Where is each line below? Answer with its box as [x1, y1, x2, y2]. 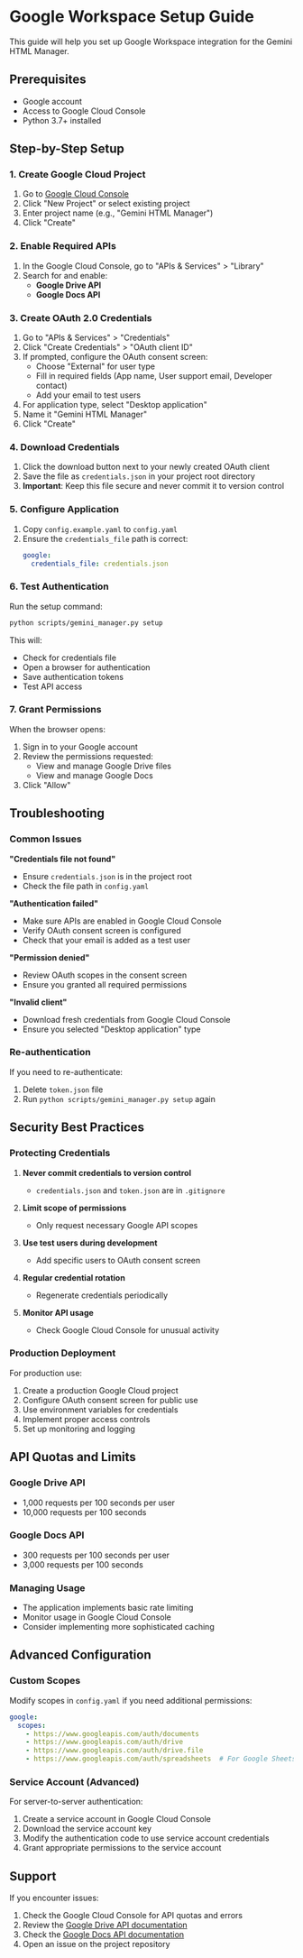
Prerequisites [9, 72, 87, 87]
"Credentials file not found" [9, 853, 116, 864]
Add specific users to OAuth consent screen [35, 1255, 201, 1265]
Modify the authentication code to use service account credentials [22, 1833, 270, 1843]
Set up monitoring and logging [22, 1423, 135, 1434]
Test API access [22, 681, 83, 692]
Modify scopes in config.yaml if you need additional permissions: [9, 1695, 252, 1705]
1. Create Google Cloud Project [9, 169, 146, 181]
